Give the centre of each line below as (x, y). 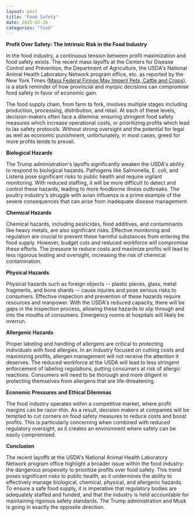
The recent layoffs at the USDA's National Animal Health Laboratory (87, 458)
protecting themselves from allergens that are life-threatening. (81, 381)
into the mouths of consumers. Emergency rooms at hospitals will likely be (95, 315)
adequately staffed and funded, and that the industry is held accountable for (97, 495)
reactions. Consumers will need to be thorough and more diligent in (87, 375)
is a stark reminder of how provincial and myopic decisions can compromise (97, 87)
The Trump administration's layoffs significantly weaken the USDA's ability (95, 164)
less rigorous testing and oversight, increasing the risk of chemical (86, 255)
